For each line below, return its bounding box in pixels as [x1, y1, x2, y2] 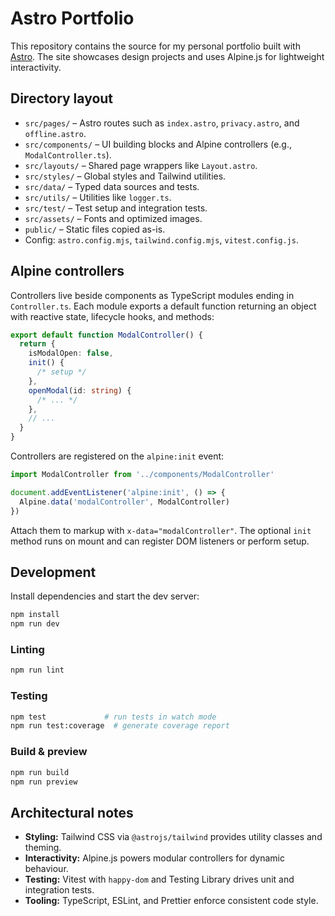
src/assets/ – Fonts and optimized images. [24, 212, 203, 224]
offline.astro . [24, 127, 87, 139]
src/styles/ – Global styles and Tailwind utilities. [24, 170, 227, 182]
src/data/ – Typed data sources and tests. [24, 180, 200, 192]
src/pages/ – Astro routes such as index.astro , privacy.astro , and [24, 117, 300, 129]
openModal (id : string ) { [28, 385, 132, 396]
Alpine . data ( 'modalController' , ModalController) [19, 497, 230, 507]
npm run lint [10, 665, 65, 676]
